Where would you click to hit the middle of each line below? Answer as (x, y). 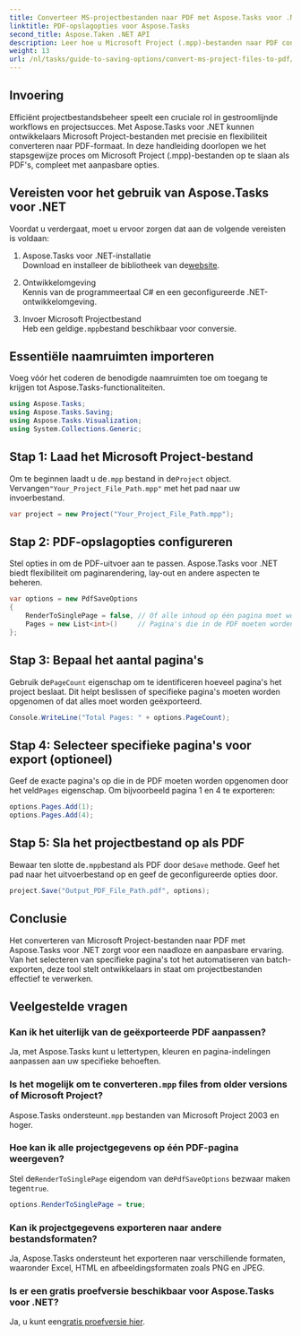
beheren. (26, 583)
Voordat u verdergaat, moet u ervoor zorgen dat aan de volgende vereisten (148, 229)
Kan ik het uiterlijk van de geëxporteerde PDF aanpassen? (138, 1032)
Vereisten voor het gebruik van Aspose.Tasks (139, 193)
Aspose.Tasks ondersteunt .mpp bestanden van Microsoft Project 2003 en (144, 1115)
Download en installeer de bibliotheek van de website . (121, 265)
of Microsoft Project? (56, 1096)
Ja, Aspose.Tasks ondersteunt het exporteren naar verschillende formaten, (147, 1258)
